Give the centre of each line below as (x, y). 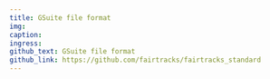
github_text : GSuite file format (72, 52)
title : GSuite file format (60, 18)
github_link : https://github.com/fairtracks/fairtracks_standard (135, 60)
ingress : (26, 43)
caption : (26, 35)
